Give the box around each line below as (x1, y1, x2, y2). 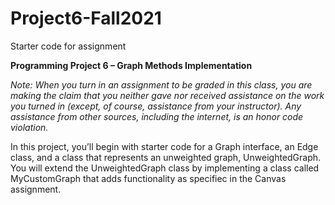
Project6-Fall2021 (10, 7, 162, 30)
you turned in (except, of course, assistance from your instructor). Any (10, 100, 302, 112)
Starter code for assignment (10, 40, 127, 52)
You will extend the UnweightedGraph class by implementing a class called (10, 162, 320, 174)
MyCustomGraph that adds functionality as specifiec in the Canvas (10, 172, 287, 184)
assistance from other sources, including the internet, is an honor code (10, 110, 304, 122)
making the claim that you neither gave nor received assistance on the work (10, 89, 325, 101)
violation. (10, 121, 49, 133)
